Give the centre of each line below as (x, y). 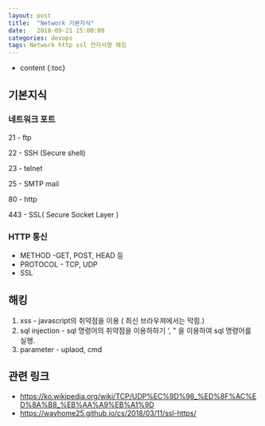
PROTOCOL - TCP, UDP (58, 264)
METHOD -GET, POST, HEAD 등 (72, 256)
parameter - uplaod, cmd (60, 349)
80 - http (23, 199)
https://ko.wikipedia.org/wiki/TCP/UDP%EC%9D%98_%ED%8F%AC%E (138, 396)
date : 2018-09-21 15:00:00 (57, 30)
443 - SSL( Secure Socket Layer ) (64, 214)
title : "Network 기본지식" (51, 23)
